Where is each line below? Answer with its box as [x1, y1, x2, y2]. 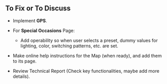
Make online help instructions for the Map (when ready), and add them [12, 52, 162, 59]
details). [12, 73, 30, 79]
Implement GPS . [12, 17, 47, 23]
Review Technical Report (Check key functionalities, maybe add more [12, 68, 160, 74]
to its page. [12, 58, 37, 64]
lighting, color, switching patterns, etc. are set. [20, 43, 119, 49]
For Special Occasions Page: [12, 27, 75, 34]
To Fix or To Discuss [5, 4, 71, 13]
